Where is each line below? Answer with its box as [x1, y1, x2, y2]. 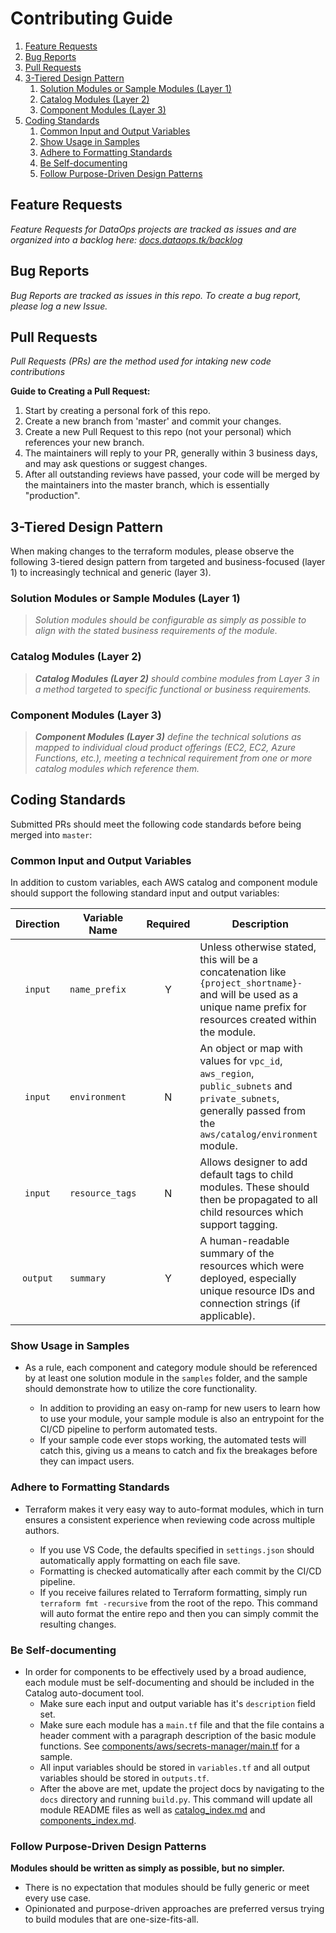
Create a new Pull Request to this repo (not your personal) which [24, 426, 292, 438]
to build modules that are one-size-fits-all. [24, 1913, 200, 1926]
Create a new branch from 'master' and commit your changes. [24, 415, 282, 427]
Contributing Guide [10, 7, 173, 30]
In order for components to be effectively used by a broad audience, [24, 1666, 307, 1678]
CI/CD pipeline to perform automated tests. [39, 1423, 218, 1436]
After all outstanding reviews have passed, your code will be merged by [24, 468, 320, 481]
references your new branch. [24, 437, 145, 449]
